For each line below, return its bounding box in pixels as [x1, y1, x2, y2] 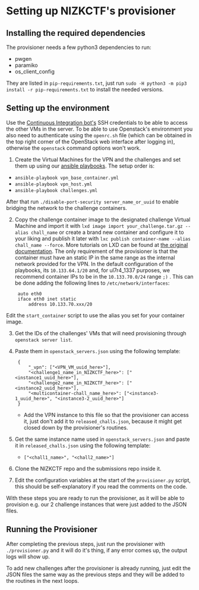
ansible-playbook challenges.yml [14, 187, 98, 193]
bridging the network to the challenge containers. [6, 204, 128, 211]
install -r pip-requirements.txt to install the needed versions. [6, 86, 164, 93]
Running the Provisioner [6, 524, 98, 535]
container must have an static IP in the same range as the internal [14, 254, 175, 261]
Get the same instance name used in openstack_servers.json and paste [14, 435, 190, 443]
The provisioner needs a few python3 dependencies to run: [6, 44, 151, 51]
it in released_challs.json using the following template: [14, 441, 151, 449]
